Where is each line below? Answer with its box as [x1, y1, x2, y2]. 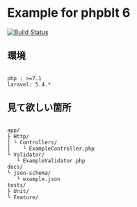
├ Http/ [7, 132, 30, 140]
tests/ [7, 181, 26, 189]
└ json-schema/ [7, 169, 51, 176]
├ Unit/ [7, 187, 30, 194]
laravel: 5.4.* [7, 81, 51, 88]
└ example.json [16, 176, 61, 183]
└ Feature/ [7, 194, 39, 201]
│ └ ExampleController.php [7, 145, 95, 152]
